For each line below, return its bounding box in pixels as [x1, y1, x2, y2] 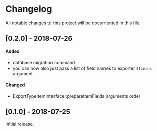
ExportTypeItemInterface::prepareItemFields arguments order [12, 93, 141, 99]
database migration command [12, 59, 75, 65]
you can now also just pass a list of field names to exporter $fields [12, 65, 152, 71]
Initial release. [5, 121, 34, 127]
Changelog [5, 3, 53, 15]
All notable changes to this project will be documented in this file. [5, 20, 141, 26]
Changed [5, 82, 25, 88]
